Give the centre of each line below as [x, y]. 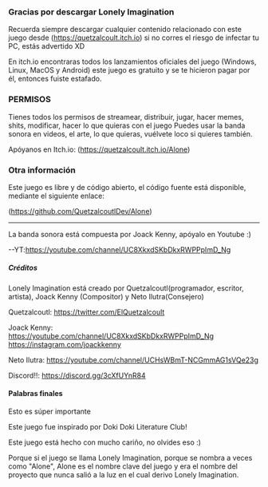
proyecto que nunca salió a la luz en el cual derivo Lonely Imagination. [124, 475]
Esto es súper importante [50, 412]
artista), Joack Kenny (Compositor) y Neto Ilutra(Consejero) [106, 296]
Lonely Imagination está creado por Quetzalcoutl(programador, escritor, [126, 288]
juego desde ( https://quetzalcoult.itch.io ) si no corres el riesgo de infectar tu [134, 38]
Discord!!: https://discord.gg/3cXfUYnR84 [77, 375]
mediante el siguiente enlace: [57, 196]
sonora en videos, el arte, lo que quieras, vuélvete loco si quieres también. [130, 133]
